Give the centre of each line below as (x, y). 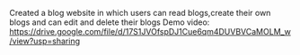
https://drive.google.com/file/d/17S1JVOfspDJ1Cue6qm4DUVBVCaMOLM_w (150, 31)
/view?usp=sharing (45, 41)
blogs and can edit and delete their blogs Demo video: (110, 22)
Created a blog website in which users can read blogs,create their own (140, 13)
